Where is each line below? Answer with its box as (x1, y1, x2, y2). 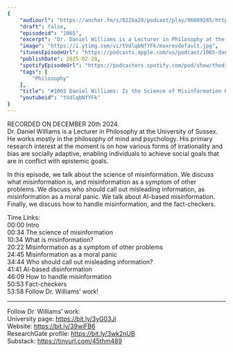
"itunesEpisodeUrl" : (19, 49, 79, 56)
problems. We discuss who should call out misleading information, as (7, 185, 205, 193)
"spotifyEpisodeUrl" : (19, 62, 82, 69)
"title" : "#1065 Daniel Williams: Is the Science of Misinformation (19, 88, 222, 95)
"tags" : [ (19, 68, 49, 75)
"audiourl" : (19, 17, 54, 24)
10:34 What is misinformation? (7, 235, 94, 243)
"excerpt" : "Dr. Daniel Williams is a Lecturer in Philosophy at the (19, 36, 225, 43)
